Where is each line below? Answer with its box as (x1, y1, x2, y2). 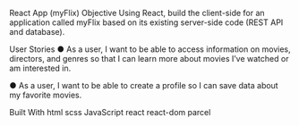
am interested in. (9, 63, 72, 73)
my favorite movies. (9, 89, 82, 100)
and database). (9, 27, 65, 37)
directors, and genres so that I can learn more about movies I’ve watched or (9, 54, 289, 63)
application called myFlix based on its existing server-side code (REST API (9, 17, 284, 28)
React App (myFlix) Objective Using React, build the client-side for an (9, 8, 266, 18)
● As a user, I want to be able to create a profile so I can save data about (9, 80, 279, 90)
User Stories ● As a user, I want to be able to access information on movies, (9, 44, 291, 55)
